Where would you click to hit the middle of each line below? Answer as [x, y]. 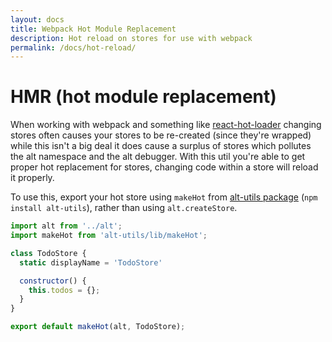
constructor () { [53, 281]
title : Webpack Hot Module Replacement [93, 29]
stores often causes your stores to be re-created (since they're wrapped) [161, 135]
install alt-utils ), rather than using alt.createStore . [124, 208]
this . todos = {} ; [64, 290]
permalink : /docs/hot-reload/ [73, 47]
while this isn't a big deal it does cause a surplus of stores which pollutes [161, 146]
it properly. [32, 178]
